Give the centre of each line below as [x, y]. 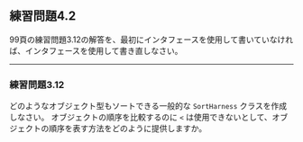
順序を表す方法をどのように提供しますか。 [128, 129]
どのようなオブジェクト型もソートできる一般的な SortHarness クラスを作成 [148, 106]
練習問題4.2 [43, 16]
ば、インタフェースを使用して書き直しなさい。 [96, 50]
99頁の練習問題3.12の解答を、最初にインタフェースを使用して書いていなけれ [151, 40]
